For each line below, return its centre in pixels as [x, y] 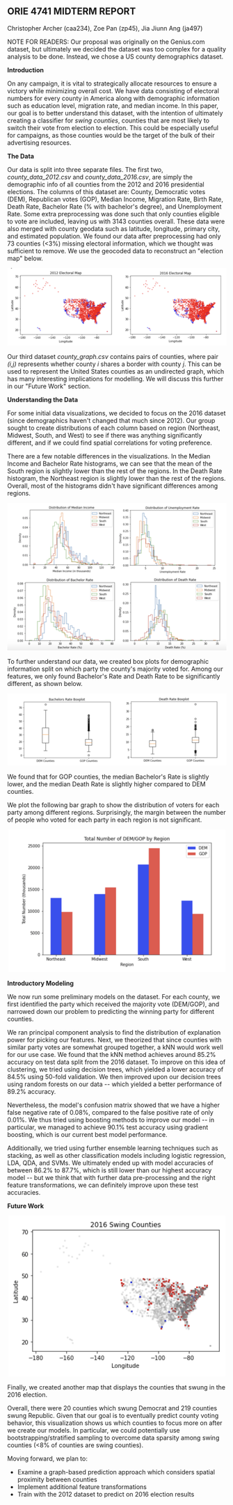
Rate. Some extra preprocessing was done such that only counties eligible [113, 214]
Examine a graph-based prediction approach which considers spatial [116, 1472]
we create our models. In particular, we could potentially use [94, 1431]
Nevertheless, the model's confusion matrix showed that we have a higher [114, 1105]
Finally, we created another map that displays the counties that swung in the [116, 1387]
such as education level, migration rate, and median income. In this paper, [113, 105]
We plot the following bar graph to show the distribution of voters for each [113, 805]
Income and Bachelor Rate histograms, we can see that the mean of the [110, 464]
